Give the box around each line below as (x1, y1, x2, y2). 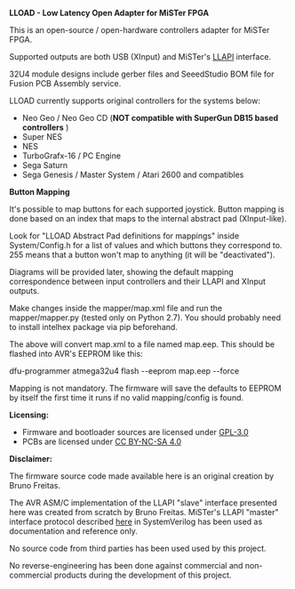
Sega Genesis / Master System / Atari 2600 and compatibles (21, 169, 244, 180)
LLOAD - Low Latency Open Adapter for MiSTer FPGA (9, 8, 210, 18)
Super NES (21, 132, 62, 141)
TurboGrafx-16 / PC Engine (21, 150, 122, 161)
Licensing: (9, 409, 49, 420)
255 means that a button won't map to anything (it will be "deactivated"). (9, 249, 275, 260)
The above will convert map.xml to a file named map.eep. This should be (9, 339, 275, 350)
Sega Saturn (21, 160, 68, 170)
